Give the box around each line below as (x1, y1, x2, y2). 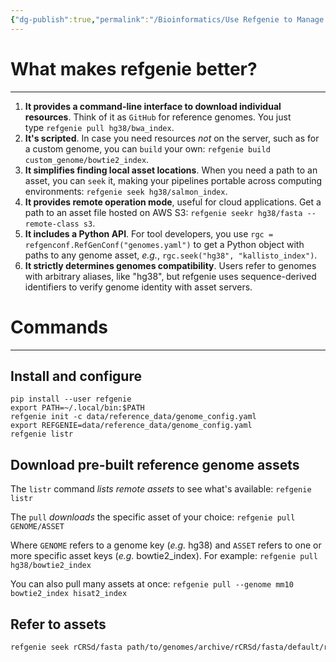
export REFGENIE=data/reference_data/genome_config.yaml (10, 421, 253, 431)
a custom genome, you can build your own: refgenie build (24, 142, 271, 155)
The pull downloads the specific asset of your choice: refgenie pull (10, 511, 296, 523)
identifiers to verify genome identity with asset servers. (24, 281, 253, 293)
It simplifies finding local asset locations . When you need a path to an (24, 164, 318, 176)
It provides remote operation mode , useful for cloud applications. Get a (24, 196, 322, 208)
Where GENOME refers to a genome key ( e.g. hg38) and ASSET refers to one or (10, 539, 322, 551)
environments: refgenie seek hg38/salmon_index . (24, 185, 228, 197)
